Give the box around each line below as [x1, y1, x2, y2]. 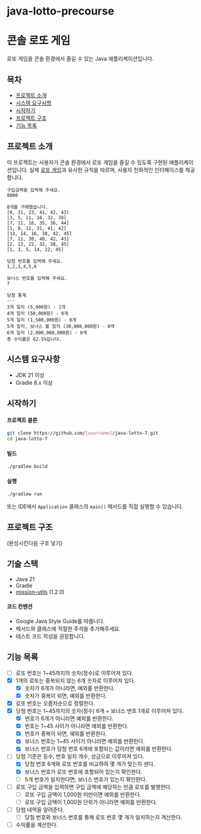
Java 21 [15, 575, 35, 583]
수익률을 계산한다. [15, 821, 58, 828]
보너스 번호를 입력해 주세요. [7, 275, 68, 281]
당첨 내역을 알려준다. [15, 806, 65, 813]
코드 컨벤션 [7, 603, 33, 610]
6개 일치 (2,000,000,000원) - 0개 [7, 329, 88, 336]
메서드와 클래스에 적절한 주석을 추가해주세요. [15, 625, 121, 632]
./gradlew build [7, 463, 48, 470]
